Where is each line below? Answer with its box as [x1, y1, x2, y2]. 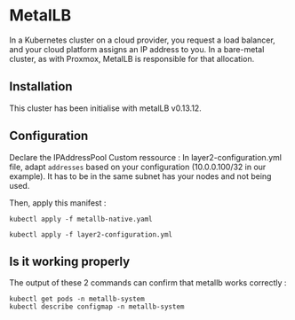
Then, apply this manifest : [9, 197, 107, 208]
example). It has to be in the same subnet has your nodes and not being [9, 170, 272, 182]
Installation [9, 79, 73, 94]
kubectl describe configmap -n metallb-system [9, 302, 185, 311]
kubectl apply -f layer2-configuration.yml [9, 230, 173, 239]
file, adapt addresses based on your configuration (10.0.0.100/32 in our [9, 161, 267, 172]
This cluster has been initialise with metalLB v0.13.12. [9, 103, 202, 113]
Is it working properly [9, 254, 131, 269]
